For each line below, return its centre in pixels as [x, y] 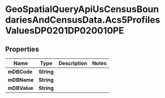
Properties [22, 49]
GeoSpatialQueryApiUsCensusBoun [82, 9]
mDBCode [20, 72]
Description [73, 63]
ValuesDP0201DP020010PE [65, 31]
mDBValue [21, 88]
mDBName [21, 80]
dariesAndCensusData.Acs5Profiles [83, 20]
